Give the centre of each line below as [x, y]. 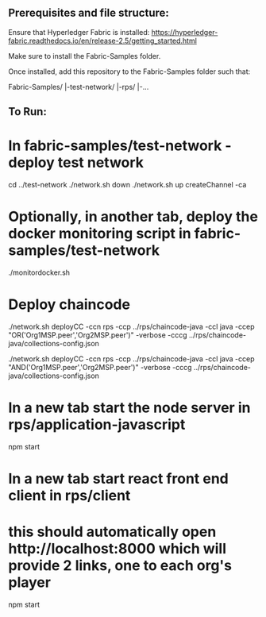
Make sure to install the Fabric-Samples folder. [85, 56]
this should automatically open [112, 532]
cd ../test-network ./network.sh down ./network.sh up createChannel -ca [127, 185]
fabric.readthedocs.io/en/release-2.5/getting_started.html [102, 40]
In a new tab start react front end [118, 479]
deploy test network [76, 163]
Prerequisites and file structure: [89, 13]
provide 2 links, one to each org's [120, 566]
